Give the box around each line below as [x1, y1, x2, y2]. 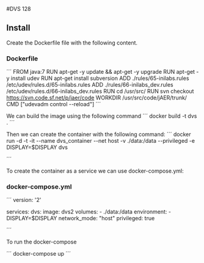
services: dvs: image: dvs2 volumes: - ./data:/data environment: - [6, 208, 171, 215]
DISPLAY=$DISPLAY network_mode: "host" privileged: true [6, 215, 155, 222]
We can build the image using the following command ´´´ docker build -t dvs [6, 112, 197, 120]
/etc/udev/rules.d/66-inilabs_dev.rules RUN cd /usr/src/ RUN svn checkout [6, 88, 194, 95]
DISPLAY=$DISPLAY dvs [6, 143, 68, 151]
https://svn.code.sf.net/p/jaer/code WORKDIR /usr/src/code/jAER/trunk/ [6, 94, 188, 101]
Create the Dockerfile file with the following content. [6, 39, 138, 46]
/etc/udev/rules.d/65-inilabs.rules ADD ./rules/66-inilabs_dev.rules [6, 81, 173, 88]
